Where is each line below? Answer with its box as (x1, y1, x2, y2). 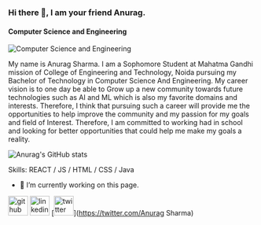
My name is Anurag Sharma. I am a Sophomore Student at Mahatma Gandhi (8, 59, 254, 69)
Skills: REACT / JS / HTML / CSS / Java (8, 165, 135, 175)
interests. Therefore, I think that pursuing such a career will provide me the (8, 101, 250, 111)
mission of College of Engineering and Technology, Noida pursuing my (8, 68, 237, 77)
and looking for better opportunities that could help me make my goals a (8, 126, 242, 136)
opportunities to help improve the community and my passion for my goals (8, 109, 249, 119)
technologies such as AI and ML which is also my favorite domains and (8, 93, 237, 102)
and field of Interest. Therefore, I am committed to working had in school (8, 118, 244, 127)
